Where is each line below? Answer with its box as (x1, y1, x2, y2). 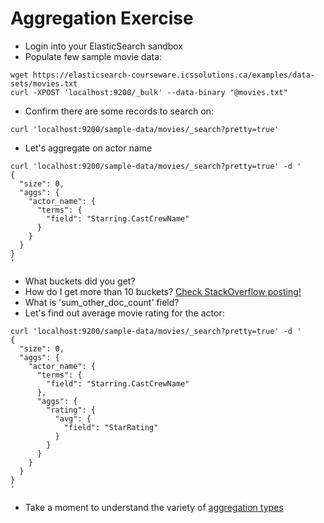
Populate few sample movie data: (24, 50, 163, 62)
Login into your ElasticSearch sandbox (24, 40, 184, 52)
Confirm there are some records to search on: (24, 105, 215, 117)
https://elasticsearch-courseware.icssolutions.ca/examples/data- (32, 70, 315, 80)
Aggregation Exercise (10, 7, 194, 30)
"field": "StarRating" (63, 422, 159, 432)
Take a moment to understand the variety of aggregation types (24, 501, 284, 513)
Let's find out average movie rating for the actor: (24, 307, 225, 319)
